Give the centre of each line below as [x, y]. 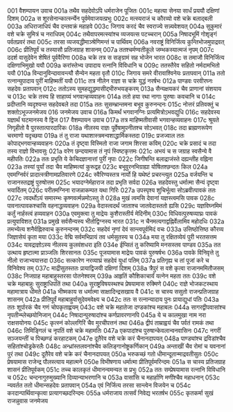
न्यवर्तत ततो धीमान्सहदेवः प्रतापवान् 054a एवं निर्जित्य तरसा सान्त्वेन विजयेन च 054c [99, 385]
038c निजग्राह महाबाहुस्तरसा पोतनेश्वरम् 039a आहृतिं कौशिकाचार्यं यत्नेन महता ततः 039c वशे [112, 276]
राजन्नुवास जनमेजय [28, 401]
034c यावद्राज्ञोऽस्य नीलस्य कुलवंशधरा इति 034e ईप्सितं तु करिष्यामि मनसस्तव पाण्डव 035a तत [114, 245]
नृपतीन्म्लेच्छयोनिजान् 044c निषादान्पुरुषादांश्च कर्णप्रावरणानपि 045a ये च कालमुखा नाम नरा [107, 315]
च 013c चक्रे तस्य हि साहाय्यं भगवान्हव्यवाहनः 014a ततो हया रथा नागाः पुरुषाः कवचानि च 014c [112, 96]
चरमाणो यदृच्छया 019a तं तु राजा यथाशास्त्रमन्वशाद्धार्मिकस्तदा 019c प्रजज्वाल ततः [96, 136]
